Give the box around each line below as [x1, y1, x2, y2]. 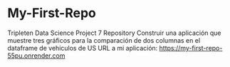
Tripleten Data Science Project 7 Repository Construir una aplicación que [7, 29, 222, 37]
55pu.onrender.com [7, 51, 66, 60]
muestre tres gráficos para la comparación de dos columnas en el [7, 36, 201, 44]
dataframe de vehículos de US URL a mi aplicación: [7, 43, 158, 52]
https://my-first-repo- [159, 43, 223, 52]
